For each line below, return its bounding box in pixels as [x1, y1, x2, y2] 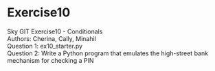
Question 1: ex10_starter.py [7, 42, 83, 50]
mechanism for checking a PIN [7, 56, 94, 64]
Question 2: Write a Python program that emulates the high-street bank [7, 49, 208, 57]
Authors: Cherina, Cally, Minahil [7, 34, 96, 42]
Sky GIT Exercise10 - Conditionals [7, 27, 103, 35]
